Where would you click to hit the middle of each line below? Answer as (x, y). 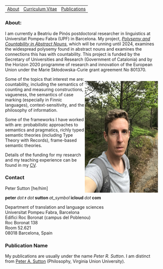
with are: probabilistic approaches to (42, 125)
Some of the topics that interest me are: (45, 79)
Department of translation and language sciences (55, 207)
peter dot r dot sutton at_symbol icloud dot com (53, 197)
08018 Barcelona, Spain (29, 233)
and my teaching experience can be (41, 160)
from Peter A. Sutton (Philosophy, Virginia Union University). (65, 261)
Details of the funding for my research (43, 155)
